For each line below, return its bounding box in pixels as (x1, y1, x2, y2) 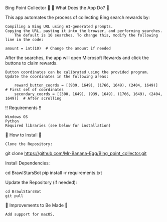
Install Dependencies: (5, 160, 50, 166)
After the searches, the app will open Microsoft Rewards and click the (5, 55, 149, 60)
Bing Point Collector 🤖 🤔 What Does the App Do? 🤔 (5, 5, 109, 10)
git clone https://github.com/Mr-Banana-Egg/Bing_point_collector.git (5, 150, 147, 156)
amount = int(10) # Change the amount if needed (5, 46, 111, 51)
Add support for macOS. (5, 212, 55, 217)
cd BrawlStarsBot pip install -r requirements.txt (5, 170, 102, 175)
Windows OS (5, 114, 28, 119)
